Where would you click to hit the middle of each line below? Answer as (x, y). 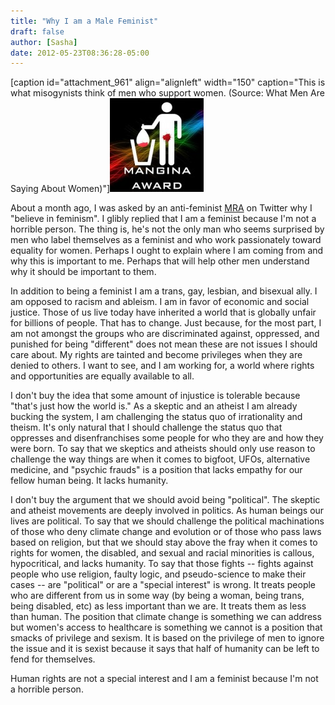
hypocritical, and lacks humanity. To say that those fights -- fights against (162, 564)
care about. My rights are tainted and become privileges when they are (156, 355)
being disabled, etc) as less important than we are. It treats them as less (158, 606)
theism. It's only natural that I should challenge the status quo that (146, 427)
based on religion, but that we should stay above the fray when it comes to (164, 542)
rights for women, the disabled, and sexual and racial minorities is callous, (162, 553)
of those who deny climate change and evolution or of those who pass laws (166, 532)
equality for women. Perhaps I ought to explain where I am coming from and (167, 251)
